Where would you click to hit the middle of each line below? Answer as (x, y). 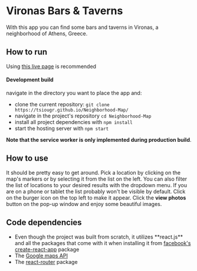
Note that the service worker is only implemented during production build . (99, 139)
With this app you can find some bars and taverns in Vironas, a (82, 27)
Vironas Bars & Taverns (65, 11)
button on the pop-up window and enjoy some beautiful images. (84, 204)
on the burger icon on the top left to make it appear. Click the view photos (96, 197)
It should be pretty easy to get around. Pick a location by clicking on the (93, 172)
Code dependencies (44, 223)
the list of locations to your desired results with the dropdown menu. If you (97, 185)
